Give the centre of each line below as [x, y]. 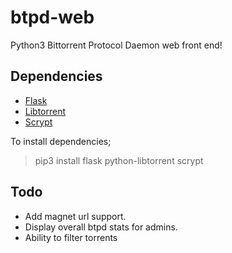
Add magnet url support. [75, 216]
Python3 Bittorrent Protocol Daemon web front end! [116, 45]
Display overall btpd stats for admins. [101, 227]
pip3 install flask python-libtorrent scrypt [119, 160]
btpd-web [52, 17]
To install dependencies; [61, 141]
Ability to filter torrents [71, 237]
